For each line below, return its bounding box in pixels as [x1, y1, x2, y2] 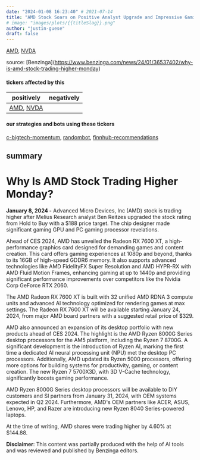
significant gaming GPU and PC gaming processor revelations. [6, 226, 160, 233]
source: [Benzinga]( [6, 59, 55, 66]
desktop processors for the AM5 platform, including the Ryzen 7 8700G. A [6, 336, 188, 343]
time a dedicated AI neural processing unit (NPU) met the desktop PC [6, 349, 177, 356]
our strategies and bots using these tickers [6, 120, 115, 127]
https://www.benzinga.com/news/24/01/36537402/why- [54, 59, 193, 66]
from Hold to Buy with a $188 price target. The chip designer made [6, 220, 170, 227]
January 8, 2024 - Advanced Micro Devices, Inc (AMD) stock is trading [6, 206, 182, 214]
